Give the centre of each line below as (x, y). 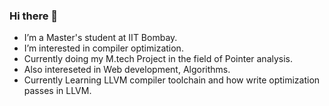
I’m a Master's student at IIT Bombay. (100, 38)
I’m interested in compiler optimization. (103, 48)
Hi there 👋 (34, 16)
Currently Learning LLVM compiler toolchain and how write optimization (172, 80)
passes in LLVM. (57, 91)
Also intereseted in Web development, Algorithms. (127, 70)
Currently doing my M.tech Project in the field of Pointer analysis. (158, 59)
